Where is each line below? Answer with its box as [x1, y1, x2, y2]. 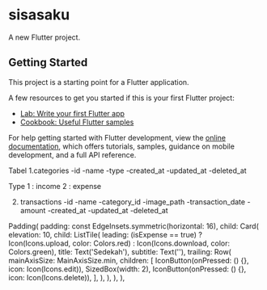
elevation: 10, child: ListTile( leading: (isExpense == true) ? [8, 229, 202, 239]
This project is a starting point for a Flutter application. [8, 77, 189, 86]
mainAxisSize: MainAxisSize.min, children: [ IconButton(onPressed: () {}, [8, 255, 249, 265]
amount [19, 205, 46, 215]
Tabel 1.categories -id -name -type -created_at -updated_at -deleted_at [8, 166, 247, 175]
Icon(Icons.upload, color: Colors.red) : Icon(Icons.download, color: [8, 238, 231, 248]
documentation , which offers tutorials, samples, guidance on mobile [8, 141, 235, 151]
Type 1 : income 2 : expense [8, 181, 102, 191]
